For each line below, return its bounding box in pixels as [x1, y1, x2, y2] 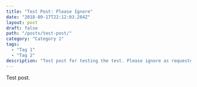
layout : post [6, 19, 38, 25]
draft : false [6, 25, 38, 31]
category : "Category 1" [6, 36, 64, 42]
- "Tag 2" [11, 52, 35, 58]
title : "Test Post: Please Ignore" [6, 8, 93, 15]
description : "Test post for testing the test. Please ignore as [6, 58, 169, 63]
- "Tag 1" [11, 47, 35, 53]
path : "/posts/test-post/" [6, 31, 72, 36]
